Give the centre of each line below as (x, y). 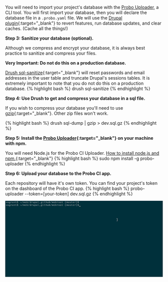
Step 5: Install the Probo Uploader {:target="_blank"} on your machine (79, 138)
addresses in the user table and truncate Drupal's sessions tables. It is (77, 78)
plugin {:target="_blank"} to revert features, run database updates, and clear (83, 23)
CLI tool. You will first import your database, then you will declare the (76, 13)
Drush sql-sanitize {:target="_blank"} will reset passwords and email (75, 73)
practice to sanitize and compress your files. (51, 53)
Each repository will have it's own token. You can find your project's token (81, 183)
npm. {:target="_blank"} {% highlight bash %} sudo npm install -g (72, 158)
